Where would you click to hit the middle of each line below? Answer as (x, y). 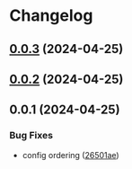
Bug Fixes (31, 136)
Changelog (51, 16)
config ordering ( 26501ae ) (70, 155)
